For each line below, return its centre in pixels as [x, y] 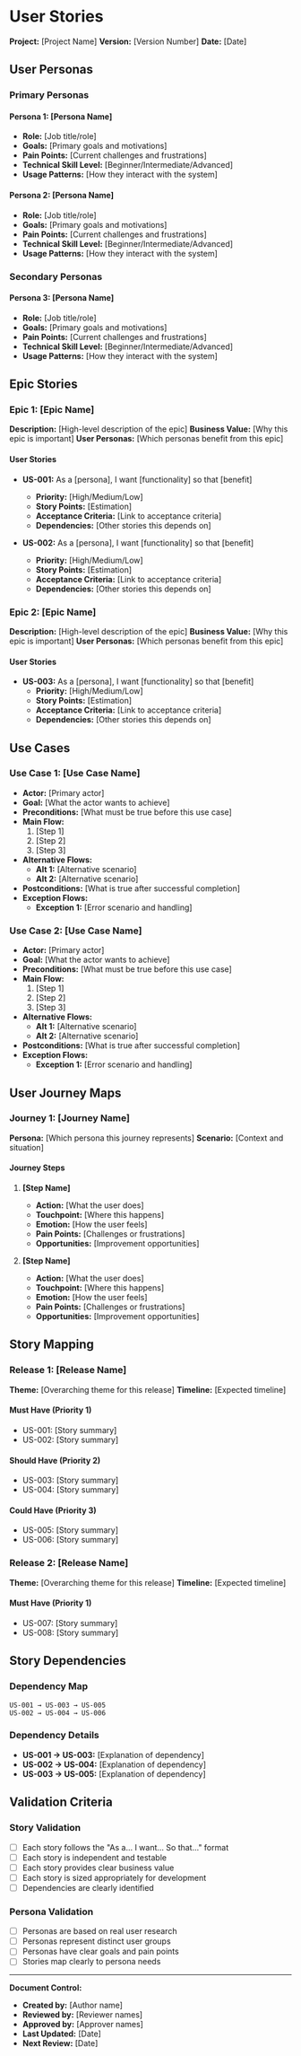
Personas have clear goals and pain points [100, 1951]
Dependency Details [55, 1736]
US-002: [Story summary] [70, 1439]
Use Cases [40, 748]
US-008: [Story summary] [70, 1632]
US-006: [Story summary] [70, 1540]
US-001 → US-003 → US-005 [57, 1705]
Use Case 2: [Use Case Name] [76, 931]
